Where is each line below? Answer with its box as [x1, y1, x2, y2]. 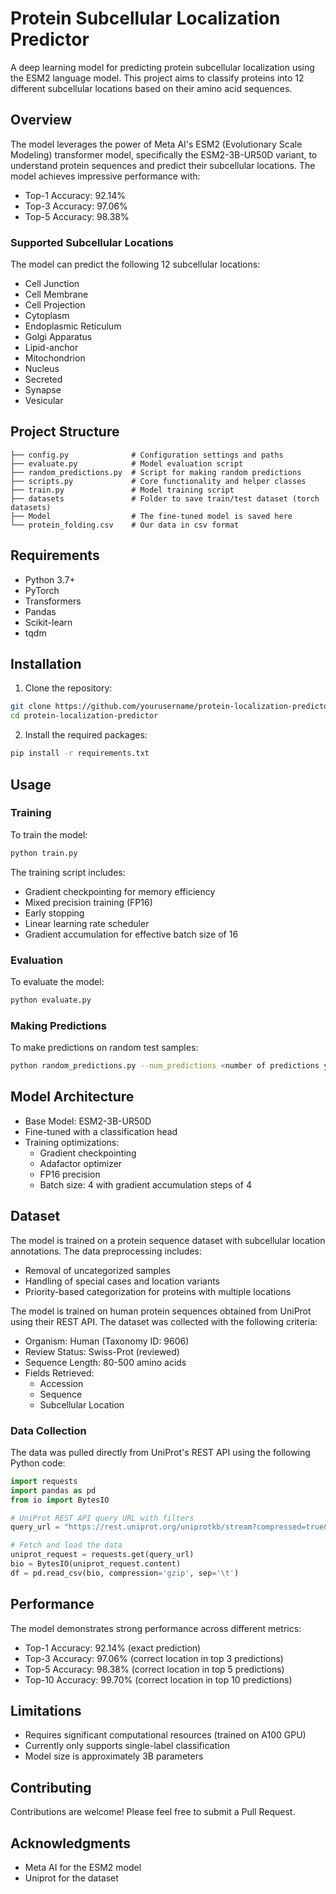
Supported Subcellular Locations [10, 235, 174, 249]
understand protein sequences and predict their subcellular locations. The [10, 159, 316, 171]
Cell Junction [24, 278, 80, 290]
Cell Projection [24, 299, 86, 311]
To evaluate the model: [10, 975, 105, 987]
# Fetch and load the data [10, 1540, 123, 1551]
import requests [10, 1476, 78, 1486]
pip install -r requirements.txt [10, 748, 150, 759]
